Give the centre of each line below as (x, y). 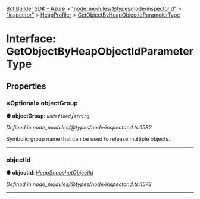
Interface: (31, 39)
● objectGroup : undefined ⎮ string (48, 116)
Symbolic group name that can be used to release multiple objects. (88, 138)
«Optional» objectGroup (42, 103)
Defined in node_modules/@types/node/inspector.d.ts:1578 (79, 184)
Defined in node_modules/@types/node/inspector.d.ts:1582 (79, 127)
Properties (26, 86)
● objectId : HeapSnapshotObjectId (50, 173)
